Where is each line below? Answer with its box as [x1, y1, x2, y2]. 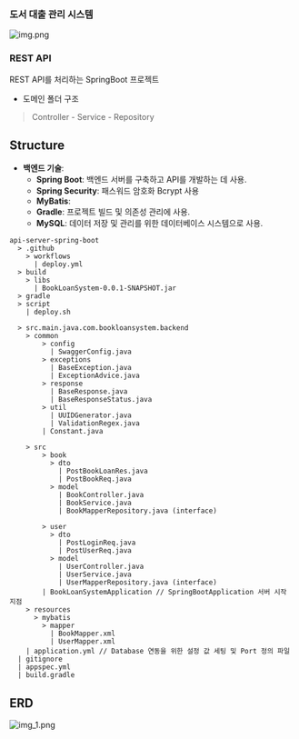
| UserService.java [57, 570, 132, 579]
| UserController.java [57, 562, 145, 572]
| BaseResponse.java [49, 387, 128, 396]
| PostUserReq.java [57, 546, 132, 555]
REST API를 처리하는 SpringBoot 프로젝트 [9, 74, 160, 85]
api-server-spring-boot [9, 236, 100, 245]
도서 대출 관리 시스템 [9, 7, 94, 20]
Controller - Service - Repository [31, 111, 154, 122]
